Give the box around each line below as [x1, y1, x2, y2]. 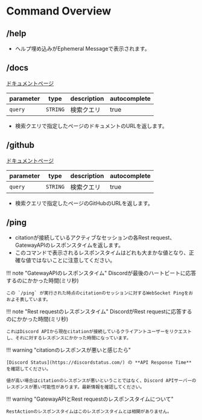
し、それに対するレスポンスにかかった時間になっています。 [6, 335, 131, 342]
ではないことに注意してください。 [31, 256, 116, 264]
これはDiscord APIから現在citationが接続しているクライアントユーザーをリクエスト [6, 329, 192, 335]
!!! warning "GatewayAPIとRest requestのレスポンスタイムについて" [6, 395, 174, 402]
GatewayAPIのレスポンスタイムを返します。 [14, 241, 124, 249]
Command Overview [6, 4, 112, 18]
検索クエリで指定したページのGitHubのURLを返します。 [14, 199, 154, 206]
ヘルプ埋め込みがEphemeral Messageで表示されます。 [14, 45, 150, 52]
